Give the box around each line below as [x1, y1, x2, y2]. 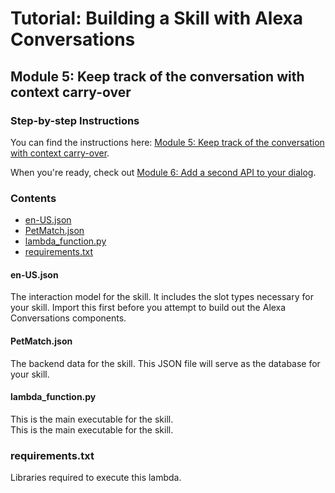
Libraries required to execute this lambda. [10, 472, 182, 484]
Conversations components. [10, 312, 127, 324]
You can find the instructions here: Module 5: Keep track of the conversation [10, 136, 325, 148]
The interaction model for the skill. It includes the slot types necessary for [10, 291, 314, 303]
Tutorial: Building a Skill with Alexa [10, 7, 303, 30]
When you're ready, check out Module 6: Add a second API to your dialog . [10, 166, 317, 178]
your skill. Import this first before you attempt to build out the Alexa [10, 302, 287, 314]
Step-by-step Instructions [10, 113, 140, 127]
